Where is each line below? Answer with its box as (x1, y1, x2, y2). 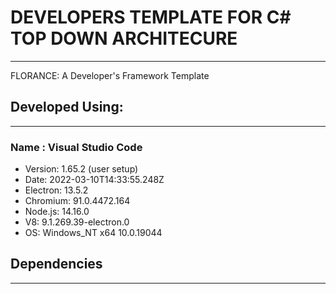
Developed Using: (10, 99, 124, 116)
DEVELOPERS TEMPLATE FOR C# (10, 6, 292, 29)
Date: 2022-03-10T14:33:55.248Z (24, 174, 165, 186)
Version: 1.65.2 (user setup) (24, 163, 139, 175)
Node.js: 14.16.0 (24, 206, 90, 218)
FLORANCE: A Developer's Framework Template (10, 69, 210, 81)
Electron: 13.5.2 (24, 184, 89, 196)
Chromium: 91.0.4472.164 (24, 195, 131, 207)
